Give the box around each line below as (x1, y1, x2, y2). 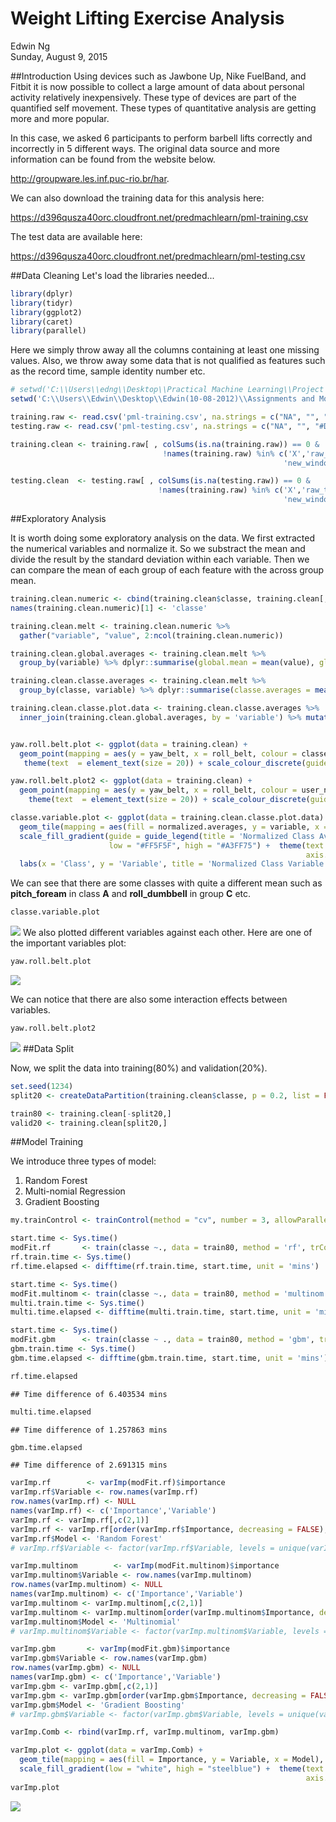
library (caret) (10, 317, 74, 327)
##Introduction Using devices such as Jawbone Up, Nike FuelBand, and (10, 70, 307, 82)
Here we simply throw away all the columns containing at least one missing (10, 344, 320, 356)
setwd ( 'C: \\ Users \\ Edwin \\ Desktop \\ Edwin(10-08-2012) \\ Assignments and (10, 394, 315, 404)
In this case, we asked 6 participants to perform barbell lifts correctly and (10, 132, 313, 144)
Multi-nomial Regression (24, 1185, 126, 1197)
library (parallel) (10, 326, 87, 336)
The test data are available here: (10, 230, 143, 242)
